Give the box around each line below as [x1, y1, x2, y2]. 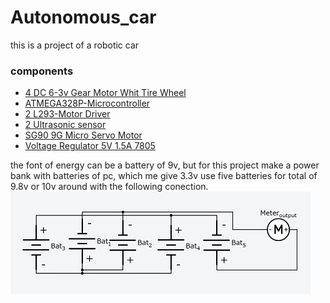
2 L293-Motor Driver [24, 108, 111, 120]
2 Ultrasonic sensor [24, 119, 107, 131]
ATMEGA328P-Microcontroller [24, 97, 151, 110]
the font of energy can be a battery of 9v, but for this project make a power [10, 159, 320, 171]
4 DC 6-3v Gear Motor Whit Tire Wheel [24, 87, 187, 99]
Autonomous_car [10, 6, 157, 29]
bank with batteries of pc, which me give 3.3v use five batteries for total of [10, 170, 318, 182]
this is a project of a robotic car [10, 39, 140, 51]
